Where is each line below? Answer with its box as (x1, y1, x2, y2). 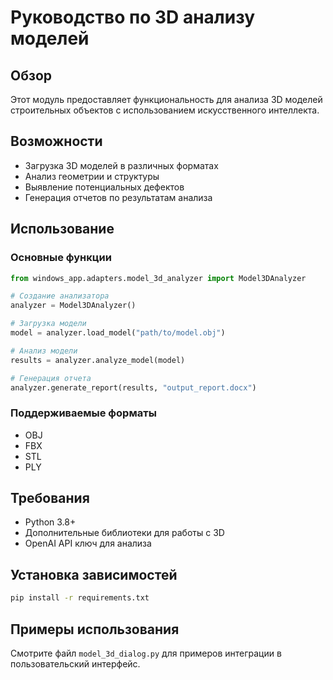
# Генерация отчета (10, 373, 92, 383)
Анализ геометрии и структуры (24, 170, 160, 182)
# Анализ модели (10, 346, 78, 356)
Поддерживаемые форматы (10, 406, 157, 420)
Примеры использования (10, 621, 180, 638)
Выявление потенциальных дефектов (24, 181, 185, 193)
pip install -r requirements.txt (10, 593, 150, 603)
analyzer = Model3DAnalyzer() (10, 301, 137, 311)
